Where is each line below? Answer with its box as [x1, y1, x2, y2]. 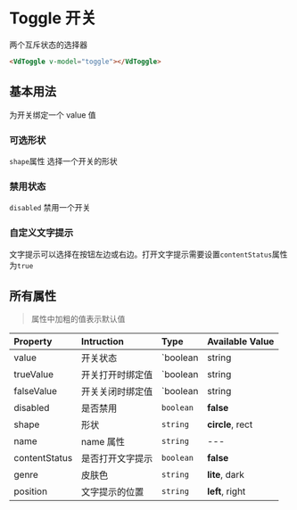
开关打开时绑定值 [80, 369, 153, 382]
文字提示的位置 [80, 486, 144, 498]
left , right [206, 485, 246, 498]
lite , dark [206, 469, 245, 481]
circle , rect [206, 418, 253, 431]
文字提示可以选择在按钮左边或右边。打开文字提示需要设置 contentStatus [9, 249, 273, 259]
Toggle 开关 [9, 8, 96, 29]
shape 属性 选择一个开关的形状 [9, 155, 118, 166]
